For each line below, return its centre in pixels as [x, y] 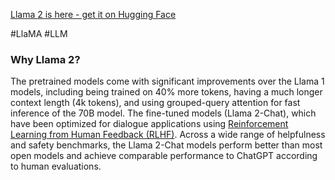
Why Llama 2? [45, 59]
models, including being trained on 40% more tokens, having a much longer [166, 92]
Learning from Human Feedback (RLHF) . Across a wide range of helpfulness [168, 135]
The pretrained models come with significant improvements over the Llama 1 [167, 81]
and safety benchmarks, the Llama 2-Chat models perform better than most [166, 145]
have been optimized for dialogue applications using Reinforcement [149, 124]
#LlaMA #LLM [39, 33]
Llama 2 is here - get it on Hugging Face [93, 14]
